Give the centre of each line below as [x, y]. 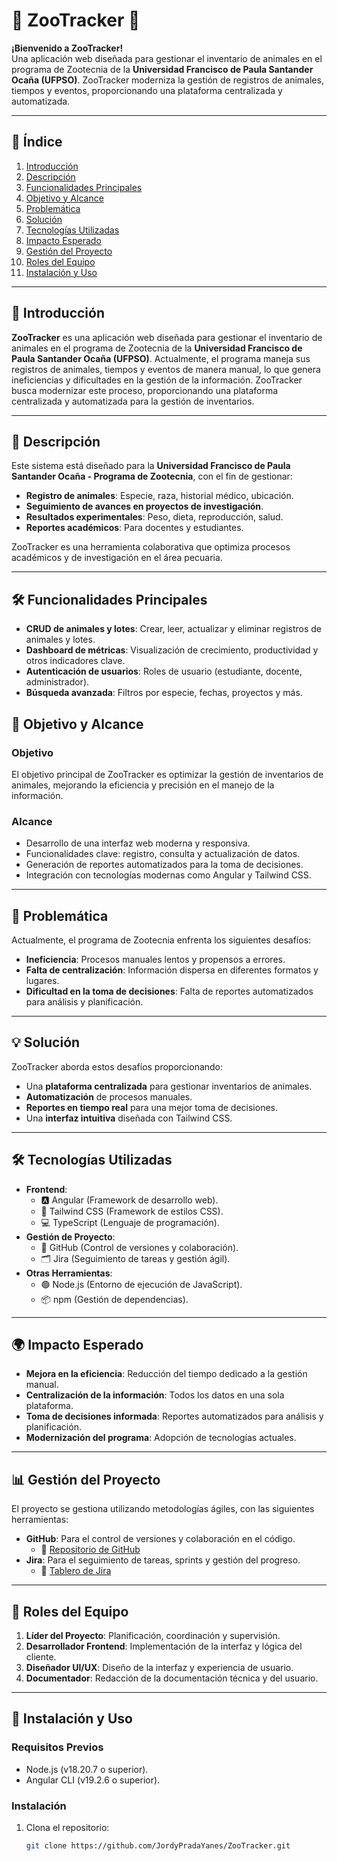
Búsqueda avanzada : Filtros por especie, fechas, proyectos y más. [164, 693]
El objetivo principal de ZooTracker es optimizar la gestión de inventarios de [167, 774]
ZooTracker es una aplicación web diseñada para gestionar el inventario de [167, 337]
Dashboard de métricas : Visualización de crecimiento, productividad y [172, 650]
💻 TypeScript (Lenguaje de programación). [130, 1222]
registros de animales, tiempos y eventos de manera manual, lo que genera [166, 369]
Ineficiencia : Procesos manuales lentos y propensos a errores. [155, 959]
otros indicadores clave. [75, 661]
